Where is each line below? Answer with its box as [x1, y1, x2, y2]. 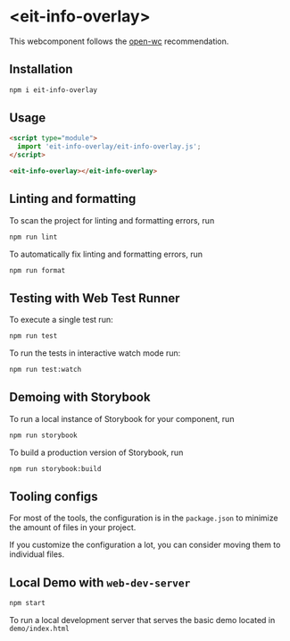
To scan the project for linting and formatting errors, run [9, 215, 215, 225]
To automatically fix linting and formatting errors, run [9, 249, 203, 259]
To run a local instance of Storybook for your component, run [9, 413, 235, 424]
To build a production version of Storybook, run [9, 447, 184, 458]
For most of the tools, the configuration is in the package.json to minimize [9, 512, 278, 524]
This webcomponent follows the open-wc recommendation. [9, 36, 229, 46]
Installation [9, 62, 73, 77]
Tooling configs [9, 489, 98, 504]
